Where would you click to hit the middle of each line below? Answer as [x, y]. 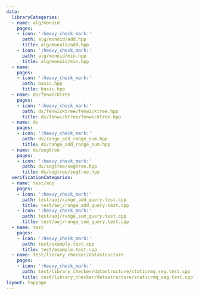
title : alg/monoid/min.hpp [55, 61]
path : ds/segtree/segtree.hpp [59, 167]
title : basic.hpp [43, 89]
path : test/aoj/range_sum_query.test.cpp [74, 216]
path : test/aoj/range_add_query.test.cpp [74, 200]
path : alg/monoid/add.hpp [54, 39]
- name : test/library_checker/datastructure [68, 255]
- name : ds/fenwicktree [41, 95]
